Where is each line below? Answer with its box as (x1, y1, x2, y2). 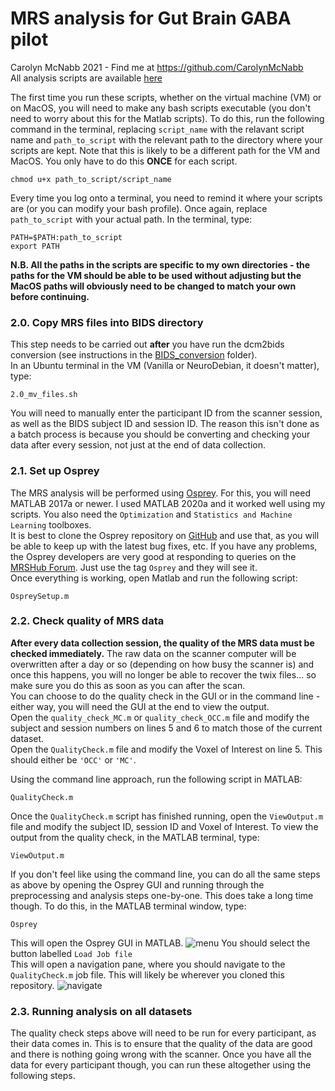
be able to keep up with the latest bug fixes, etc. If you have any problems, (10, 540, 318, 552)
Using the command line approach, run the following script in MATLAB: (10, 773, 303, 785)
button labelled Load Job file (10, 947, 133, 959)
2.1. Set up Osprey (10, 464, 100, 478)
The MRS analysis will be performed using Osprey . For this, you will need (10, 487, 312, 499)
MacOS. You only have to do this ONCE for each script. (10, 155, 238, 167)
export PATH (10, 241, 60, 251)
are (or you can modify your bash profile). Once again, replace (10, 202, 268, 214)
